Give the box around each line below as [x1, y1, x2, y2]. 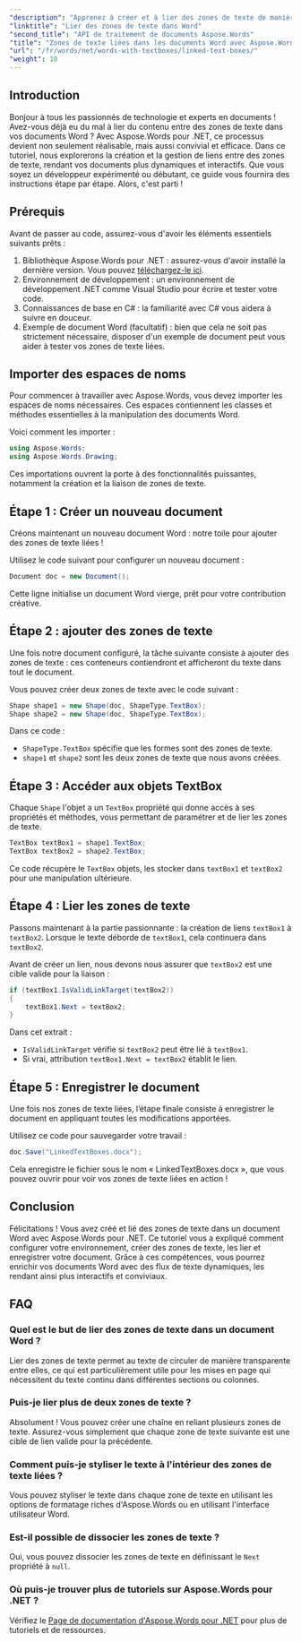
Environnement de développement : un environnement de [21, 274, 236, 285]
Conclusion [9, 1199, 75, 1215]
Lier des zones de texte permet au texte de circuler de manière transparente [9, 1354, 291, 1366]
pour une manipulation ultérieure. [9, 873, 133, 883]
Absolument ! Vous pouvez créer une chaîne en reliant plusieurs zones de [9, 1416, 281, 1427]
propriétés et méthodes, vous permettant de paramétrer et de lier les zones [9, 812, 288, 822]
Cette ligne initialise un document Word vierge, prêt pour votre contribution [9, 588, 287, 598]
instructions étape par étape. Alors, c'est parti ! [9, 178, 184, 189]
